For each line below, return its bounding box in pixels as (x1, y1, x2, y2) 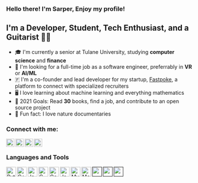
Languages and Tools (6, 153, 69, 161)
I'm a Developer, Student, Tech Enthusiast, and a (6, 23, 189, 33)
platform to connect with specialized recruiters (14, 82, 129, 89)
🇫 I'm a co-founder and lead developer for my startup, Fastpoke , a (14, 76, 178, 83)
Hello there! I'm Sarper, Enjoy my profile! (6, 5, 126, 13)
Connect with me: (6, 125, 59, 133)
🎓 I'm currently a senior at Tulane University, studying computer (14, 48, 175, 55)
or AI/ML (14, 69, 37, 76)
